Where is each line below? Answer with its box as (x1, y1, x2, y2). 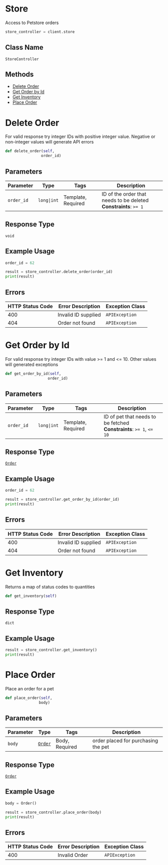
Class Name (5, 43, 43, 52)
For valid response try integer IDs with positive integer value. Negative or (5, 133, 156, 139)
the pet (92, 744, 109, 751)
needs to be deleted (101, 197, 149, 204)
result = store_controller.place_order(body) (5, 810, 101, 815)
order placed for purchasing (92, 737, 158, 744)
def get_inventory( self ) (5, 593, 57, 599)
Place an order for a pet (5, 685, 54, 691)
